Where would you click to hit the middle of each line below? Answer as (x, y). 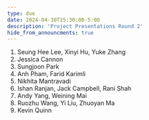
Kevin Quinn (34, 110)
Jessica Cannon (40, 60)
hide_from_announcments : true (51, 33)
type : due (21, 13)
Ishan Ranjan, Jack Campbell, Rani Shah (74, 88)
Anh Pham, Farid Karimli (51, 74)
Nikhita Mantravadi (44, 81)
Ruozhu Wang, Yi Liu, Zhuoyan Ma (66, 103)
